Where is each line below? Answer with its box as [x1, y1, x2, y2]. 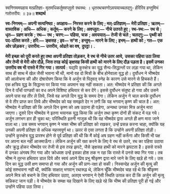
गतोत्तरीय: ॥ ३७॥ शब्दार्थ [5, 11, 46, 16]
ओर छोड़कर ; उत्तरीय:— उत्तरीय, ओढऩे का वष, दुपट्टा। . [5, 43, 95, 49]
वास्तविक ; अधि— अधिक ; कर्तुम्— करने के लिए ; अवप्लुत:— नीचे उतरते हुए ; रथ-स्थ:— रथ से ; [5, 26, 162, 32]
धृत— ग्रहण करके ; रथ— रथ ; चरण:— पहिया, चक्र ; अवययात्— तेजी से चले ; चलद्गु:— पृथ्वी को [5, 32, 162, 38]
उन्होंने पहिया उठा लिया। [5, 184, 44, 189]
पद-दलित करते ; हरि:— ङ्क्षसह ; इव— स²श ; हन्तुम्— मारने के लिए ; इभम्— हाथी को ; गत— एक [5, 38, 163, 43]
